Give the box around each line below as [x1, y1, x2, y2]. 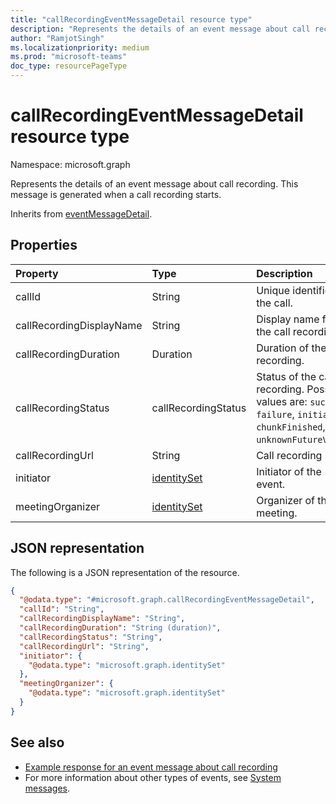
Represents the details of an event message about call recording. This [10, 177, 299, 190]
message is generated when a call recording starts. [10, 188, 222, 200]
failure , [256, 407, 295, 421]
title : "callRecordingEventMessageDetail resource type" [10, 14, 253, 25]
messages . [24, 782, 71, 794]
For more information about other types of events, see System [24, 771, 282, 783]
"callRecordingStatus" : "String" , [19, 632, 163, 642]
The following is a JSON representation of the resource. [10, 566, 240, 578]
